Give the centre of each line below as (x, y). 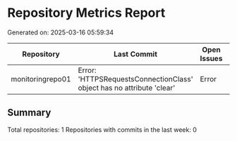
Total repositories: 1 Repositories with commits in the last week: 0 (102, 129)
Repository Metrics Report (86, 13)
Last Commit (135, 54)
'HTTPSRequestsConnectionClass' (135, 79)
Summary (29, 113)
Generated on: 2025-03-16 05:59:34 (61, 32)
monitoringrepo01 (41, 79)
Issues (211, 58)
